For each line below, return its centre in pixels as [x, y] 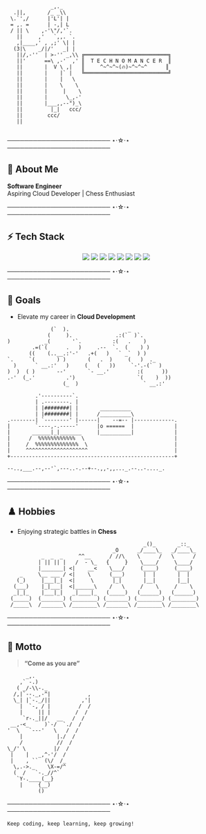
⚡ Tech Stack [36, 237]
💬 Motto [25, 647]
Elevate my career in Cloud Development [76, 317]
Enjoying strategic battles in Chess [67, 532]
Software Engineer [35, 186]
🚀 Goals [24, 300]
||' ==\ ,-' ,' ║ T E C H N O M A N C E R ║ [94, 61]
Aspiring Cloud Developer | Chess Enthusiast [71, 193]
